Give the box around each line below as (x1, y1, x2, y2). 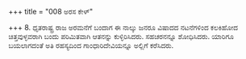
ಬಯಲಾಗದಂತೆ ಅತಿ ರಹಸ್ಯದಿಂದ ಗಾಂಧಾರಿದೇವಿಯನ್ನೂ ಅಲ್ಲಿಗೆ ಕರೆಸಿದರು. (8, 41, 174, 50)
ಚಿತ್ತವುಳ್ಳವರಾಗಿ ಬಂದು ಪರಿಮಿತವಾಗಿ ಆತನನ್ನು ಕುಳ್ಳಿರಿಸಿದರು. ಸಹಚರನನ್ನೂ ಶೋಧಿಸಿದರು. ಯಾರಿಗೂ (8, 32, 234, 41)
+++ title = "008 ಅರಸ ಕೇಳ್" (8, 7, 94, 16)
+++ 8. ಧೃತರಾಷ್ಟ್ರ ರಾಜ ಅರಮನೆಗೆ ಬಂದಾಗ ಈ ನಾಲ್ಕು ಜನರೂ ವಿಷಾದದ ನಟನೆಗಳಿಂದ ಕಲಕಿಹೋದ (8, 23, 239, 32)
